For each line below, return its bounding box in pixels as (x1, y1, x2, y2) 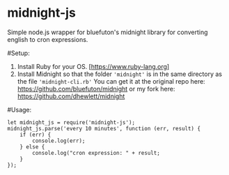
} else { (19, 143, 45, 151)
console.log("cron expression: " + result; (32, 149, 160, 156)
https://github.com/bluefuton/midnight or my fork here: (17, 84, 175, 93)
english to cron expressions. (7, 35, 88, 43)
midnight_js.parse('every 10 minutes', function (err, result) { (7, 125, 200, 132)
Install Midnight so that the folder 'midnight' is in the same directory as (17, 70, 223, 78)
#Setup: (7, 49, 30, 57)
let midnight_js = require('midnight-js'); (7, 119, 136, 126)
